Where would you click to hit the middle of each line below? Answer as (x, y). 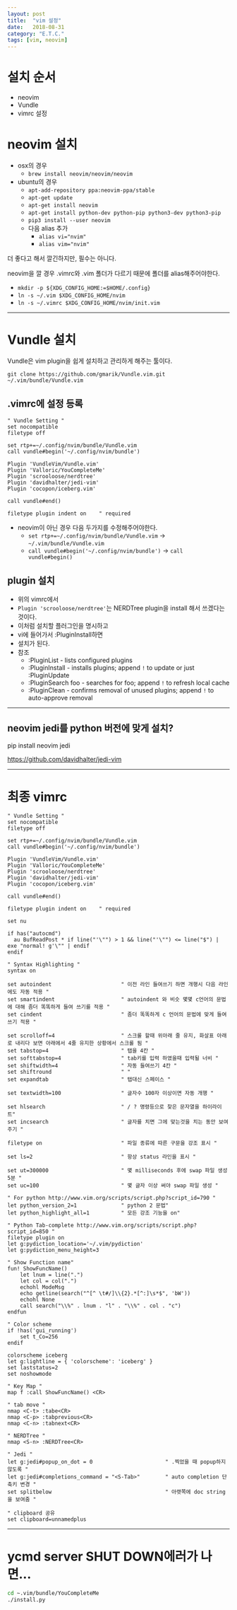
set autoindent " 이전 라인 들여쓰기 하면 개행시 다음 (111, 985)
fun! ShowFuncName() (38, 1269)
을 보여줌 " (22, 1500)
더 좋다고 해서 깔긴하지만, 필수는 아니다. (62, 258)
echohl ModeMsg (42, 1287)
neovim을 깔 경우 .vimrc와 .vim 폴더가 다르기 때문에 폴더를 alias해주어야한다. (114, 273)
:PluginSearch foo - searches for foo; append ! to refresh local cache (129, 683)
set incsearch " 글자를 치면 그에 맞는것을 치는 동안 (111, 1122)
